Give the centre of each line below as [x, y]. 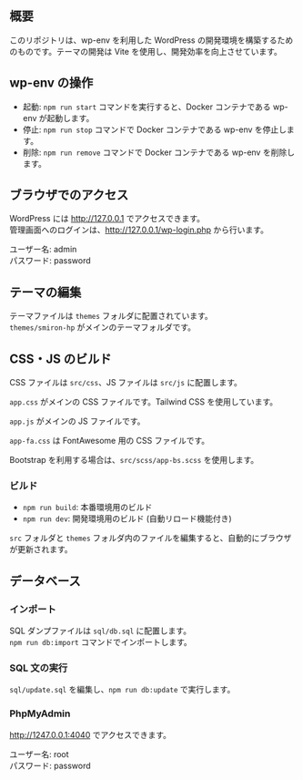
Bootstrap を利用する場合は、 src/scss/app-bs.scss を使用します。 [134, 460]
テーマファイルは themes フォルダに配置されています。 [111, 316]
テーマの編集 [45, 292]
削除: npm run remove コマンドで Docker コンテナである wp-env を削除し [159, 152]
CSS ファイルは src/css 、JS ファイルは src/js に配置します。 [126, 383]
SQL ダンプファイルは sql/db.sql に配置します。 [101, 631]
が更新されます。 [41, 549]
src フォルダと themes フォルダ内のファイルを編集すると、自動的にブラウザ [151, 538]
